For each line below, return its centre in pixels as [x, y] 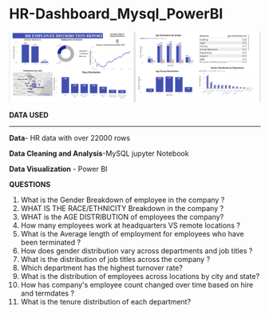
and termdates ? [47, 293]
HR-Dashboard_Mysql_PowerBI [116, 14]
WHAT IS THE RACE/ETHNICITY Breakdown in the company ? [122, 209]
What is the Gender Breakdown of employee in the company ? [123, 200]
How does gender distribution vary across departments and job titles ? [136, 251]
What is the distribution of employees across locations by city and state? [140, 276]
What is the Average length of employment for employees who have [132, 234]
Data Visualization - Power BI [58, 169]
